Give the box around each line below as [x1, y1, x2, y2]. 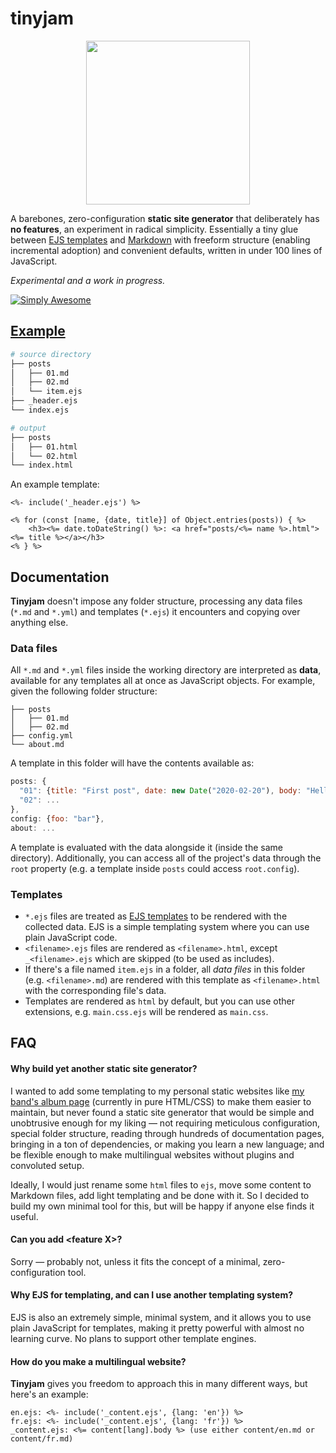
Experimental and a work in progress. [10, 274, 166, 286]
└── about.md [10, 740, 65, 750]
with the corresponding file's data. [24, 984, 167, 996]
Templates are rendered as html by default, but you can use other [24, 995, 295, 1007]
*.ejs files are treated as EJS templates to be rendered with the [24, 910, 288, 922]
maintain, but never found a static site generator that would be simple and [10, 1106, 315, 1118]
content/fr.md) [10, 1434, 74, 1444]
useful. [10, 1210, 39, 1222]
